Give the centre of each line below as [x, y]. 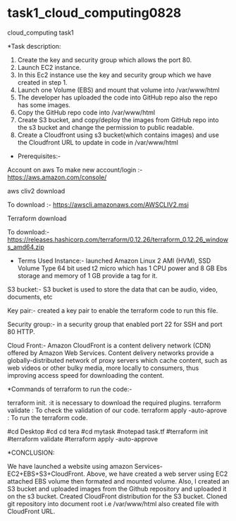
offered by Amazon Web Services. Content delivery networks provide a [111, 353]
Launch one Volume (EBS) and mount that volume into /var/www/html [118, 90]
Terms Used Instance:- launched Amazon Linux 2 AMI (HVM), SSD [114, 260]
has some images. [44, 104]
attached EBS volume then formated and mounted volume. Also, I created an [118, 481]
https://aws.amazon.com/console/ [57, 177]
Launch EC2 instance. [49, 67]
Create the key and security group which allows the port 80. [105, 60]
